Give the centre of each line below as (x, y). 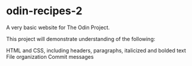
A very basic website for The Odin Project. (58, 27)
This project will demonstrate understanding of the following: (81, 39)
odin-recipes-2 (44, 11)
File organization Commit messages (50, 56)
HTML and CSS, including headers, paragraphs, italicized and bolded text (96, 50)
